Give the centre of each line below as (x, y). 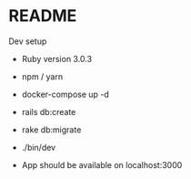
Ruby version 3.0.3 (57, 58)
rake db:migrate (51, 130)
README (43, 16)
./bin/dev (39, 147)
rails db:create (49, 111)
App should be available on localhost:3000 (102, 164)
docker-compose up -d (65, 94)
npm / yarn (42, 76)
